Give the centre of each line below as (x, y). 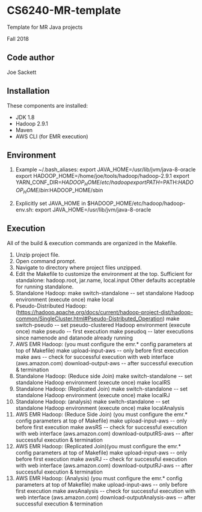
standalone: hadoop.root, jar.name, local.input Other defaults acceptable (105, 280)
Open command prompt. (46, 261)
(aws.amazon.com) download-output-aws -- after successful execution (104, 363)
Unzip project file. (38, 254)
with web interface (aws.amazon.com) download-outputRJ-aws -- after (104, 465)
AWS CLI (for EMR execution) (52, 136)
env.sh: (25, 209)
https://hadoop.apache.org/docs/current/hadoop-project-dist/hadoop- (106, 312)
